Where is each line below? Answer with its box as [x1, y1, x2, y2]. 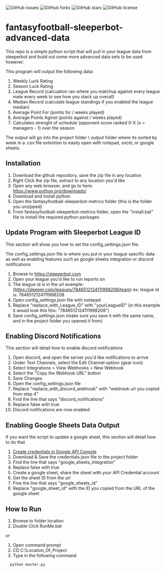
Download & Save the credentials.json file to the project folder [12, 454, 138, 460]
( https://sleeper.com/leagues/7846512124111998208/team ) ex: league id [12, 286, 159, 292]
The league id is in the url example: [12, 281, 84, 287]
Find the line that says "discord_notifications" [12, 396, 105, 402]
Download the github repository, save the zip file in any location [12, 172, 142, 178]
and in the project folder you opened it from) [12, 317, 103, 324]
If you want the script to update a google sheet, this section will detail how [5, 434, 156, 440]
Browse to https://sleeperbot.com [12, 271, 81, 277]
